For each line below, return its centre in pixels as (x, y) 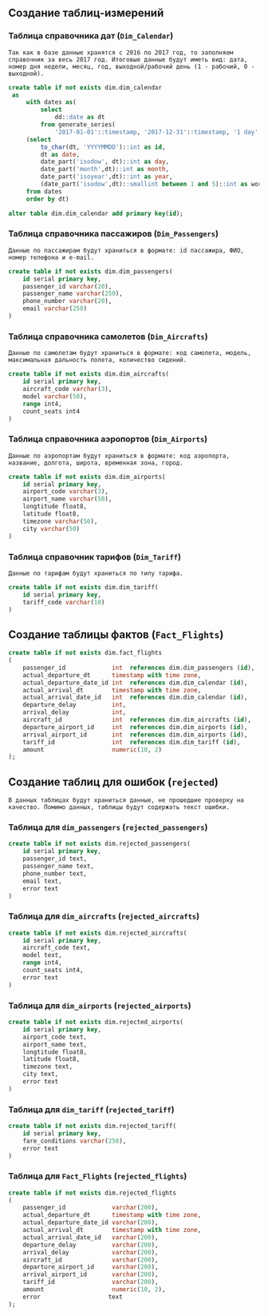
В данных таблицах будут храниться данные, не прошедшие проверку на (126, 800)
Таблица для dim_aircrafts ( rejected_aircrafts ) (104, 916)
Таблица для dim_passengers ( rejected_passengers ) (108, 827)
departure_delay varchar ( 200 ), (91, 1245)
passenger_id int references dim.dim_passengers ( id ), (139, 668)
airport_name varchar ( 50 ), (67, 499)
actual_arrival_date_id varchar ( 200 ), (91, 1237)
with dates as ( (51, 102)
